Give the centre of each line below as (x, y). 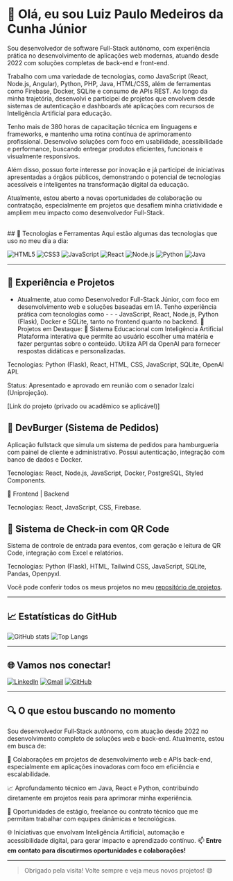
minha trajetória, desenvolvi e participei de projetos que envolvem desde (111, 98)
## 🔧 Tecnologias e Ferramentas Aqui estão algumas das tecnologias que (112, 233)
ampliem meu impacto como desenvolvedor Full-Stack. (86, 212)
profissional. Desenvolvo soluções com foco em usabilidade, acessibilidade (115, 141)
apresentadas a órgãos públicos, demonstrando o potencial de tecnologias (114, 177)
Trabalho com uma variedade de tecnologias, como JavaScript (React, (108, 76)
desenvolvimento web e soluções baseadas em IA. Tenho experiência (117, 307)
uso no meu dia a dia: (38, 241)
